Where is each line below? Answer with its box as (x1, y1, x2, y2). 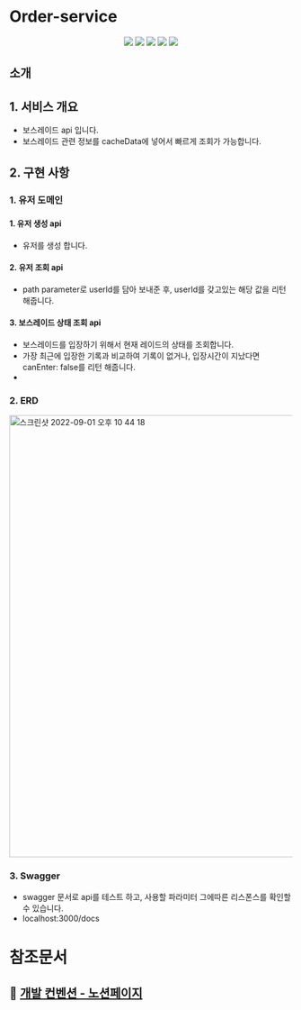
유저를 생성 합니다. (22, 240, 88, 250)
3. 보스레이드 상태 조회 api (9, 317, 102, 328)
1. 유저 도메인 (9, 194, 64, 206)
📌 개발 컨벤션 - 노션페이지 (9, 986, 143, 1001)
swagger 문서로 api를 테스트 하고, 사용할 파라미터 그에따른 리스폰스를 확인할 (22, 891, 292, 902)
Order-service (9, 6, 118, 27)
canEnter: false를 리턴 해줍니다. (22, 362, 137, 373)
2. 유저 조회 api (9, 262, 64, 273)
